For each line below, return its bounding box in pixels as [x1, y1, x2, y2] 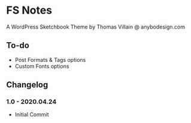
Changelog [6, 80, 48, 90]
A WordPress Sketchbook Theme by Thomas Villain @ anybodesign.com [6, 23, 186, 30]
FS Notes [6, 4, 53, 17]
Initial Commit [14, 111, 49, 118]
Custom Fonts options [14, 62, 69, 70]
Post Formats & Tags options [14, 56, 86, 63]
